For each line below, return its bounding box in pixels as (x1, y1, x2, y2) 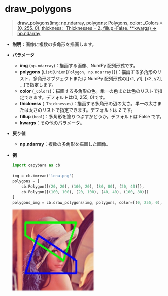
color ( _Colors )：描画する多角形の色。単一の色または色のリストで (19, 88, 158, 94)
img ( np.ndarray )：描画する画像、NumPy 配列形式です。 (19, 62, 138, 68)
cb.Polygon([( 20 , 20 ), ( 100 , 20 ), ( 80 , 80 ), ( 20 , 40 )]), (21, 184, 145, 189)
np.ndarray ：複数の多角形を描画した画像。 (19, 141, 111, 147)
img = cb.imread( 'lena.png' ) (12, 173, 74, 178)
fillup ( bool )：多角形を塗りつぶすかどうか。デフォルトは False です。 (19, 113, 164, 119)
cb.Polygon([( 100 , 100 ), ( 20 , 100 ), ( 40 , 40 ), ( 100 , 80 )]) (21, 190, 149, 195)
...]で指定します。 (19, 82, 56, 88)
